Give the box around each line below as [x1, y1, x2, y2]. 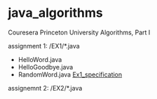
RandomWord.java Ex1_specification [18, 70, 123, 79]
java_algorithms [8, 5, 104, 21]
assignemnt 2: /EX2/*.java [8, 84, 83, 92]
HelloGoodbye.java [18, 62, 74, 71]
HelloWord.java [18, 55, 62, 64]
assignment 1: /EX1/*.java [8, 41, 80, 50]
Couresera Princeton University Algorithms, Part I [8, 28, 151, 37]
